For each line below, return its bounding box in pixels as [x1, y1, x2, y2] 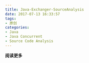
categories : [5, 25, 29, 30]
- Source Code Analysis [5, 39, 54, 44]
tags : [5, 16, 16, 21]
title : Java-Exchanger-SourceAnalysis [5, 7, 84, 12]
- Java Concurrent [5, 34, 43, 39]
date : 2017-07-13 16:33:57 [5, 12, 60, 16]
